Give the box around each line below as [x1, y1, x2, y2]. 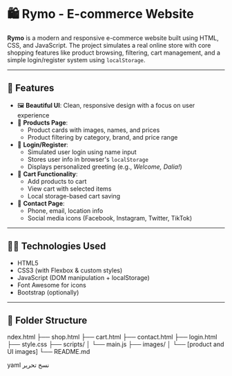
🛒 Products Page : [17, 118, 68, 126]
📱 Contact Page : [17, 199, 65, 207]
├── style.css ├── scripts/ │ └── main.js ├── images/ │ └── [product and [7, 340, 224, 348]
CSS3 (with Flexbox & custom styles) [17, 266, 123, 274]
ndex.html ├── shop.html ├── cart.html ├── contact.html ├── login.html [7, 333, 217, 341]
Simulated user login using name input [27, 147, 137, 156]
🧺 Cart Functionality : [17, 169, 78, 178]
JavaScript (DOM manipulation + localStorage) [17, 273, 150, 281]
